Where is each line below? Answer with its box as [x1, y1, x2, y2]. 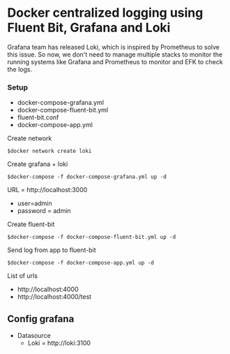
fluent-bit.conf [17, 113, 59, 121]
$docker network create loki [7, 148, 92, 155]
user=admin [17, 199, 52, 207]
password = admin [17, 207, 71, 215]
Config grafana [7, 313, 75, 325]
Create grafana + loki [7, 160, 68, 168]
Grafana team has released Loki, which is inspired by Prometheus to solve [7, 43, 220, 51]
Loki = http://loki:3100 [27, 339, 91, 347]
